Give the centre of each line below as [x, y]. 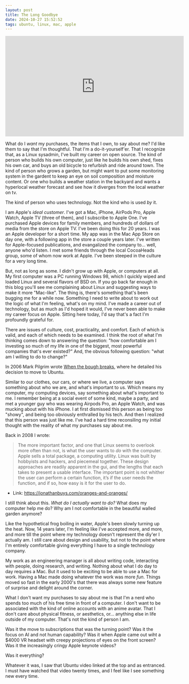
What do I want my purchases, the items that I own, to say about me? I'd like [85, 144]
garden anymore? [24, 514]
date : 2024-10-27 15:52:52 [34, 19]
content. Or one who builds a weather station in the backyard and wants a [83, 182]
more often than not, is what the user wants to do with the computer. [90, 451]
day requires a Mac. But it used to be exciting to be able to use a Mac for [82, 572]
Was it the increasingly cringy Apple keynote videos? [61, 646]
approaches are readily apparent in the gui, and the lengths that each [90, 467]
